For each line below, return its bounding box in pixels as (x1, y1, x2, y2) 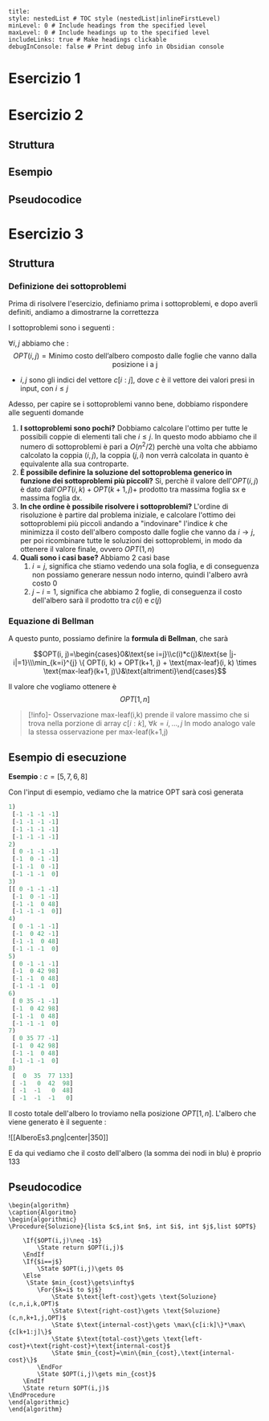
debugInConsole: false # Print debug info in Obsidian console (8, 43, 225, 51)
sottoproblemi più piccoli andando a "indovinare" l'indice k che (19, 519, 228, 529)
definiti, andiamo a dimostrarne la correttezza (8, 308, 159, 317)
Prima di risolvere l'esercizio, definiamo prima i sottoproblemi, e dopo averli (8, 299, 259, 308)
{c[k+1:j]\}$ (8, 1328, 52, 1336)
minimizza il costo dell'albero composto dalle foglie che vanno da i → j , (19, 527, 255, 537)
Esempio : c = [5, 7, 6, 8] (8, 772, 88, 782)
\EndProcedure (8, 1391, 56, 1399)
